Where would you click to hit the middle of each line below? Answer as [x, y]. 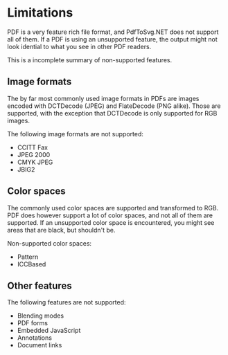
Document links [40, 345]
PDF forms [33, 323]
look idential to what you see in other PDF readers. [79, 46]
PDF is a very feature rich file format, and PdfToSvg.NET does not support [113, 32]
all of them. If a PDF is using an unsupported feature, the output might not [113, 39]
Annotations [34, 338]
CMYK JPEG [35, 162]
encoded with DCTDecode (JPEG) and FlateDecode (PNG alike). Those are [114, 106]
